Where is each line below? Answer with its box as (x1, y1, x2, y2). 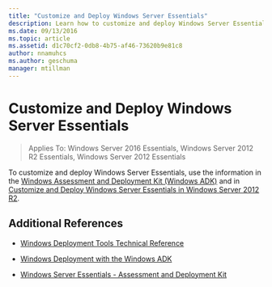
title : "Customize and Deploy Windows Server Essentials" (8, 11, 208, 20)
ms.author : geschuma (8, 57, 79, 65)
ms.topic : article (8, 34, 70, 43)
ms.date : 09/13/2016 (8, 27, 79, 35)
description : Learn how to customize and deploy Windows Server (8, 19, 230, 27)
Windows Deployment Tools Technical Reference (19, 238, 185, 247)
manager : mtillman (8, 65, 70, 73)
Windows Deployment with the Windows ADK (19, 254, 172, 264)
